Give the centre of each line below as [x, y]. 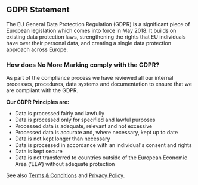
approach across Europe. [37, 49]
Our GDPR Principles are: [38, 102]
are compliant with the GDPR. [42, 90]
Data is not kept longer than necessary [62, 139]
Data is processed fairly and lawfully [60, 114]
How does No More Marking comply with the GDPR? [83, 65]
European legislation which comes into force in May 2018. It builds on [91, 30]
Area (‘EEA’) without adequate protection [65, 164]
